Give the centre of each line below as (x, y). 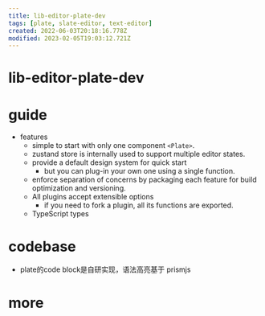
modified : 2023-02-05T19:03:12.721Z (69, 38)
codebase (42, 246)
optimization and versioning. (79, 188)
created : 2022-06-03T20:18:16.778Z (68, 31)
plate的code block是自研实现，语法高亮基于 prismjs (105, 269)
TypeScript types (61, 214)
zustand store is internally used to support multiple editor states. (139, 154)
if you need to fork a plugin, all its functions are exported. (139, 205)
